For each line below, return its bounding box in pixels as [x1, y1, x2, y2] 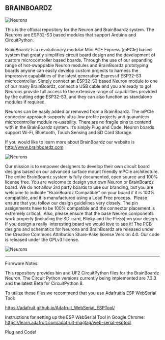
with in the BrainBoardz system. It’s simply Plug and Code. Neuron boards [5, 124, 155, 130]
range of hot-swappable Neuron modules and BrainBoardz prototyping [5, 62, 148, 68]
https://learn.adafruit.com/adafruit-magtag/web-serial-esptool [5, 319, 132, 325]
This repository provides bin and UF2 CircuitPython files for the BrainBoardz [5, 270, 160, 275]
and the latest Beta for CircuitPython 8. [5, 280, 84, 286]
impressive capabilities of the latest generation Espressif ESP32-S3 [5, 72, 141, 78]
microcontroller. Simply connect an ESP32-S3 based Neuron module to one [5, 78, 158, 84]
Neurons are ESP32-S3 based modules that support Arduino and [5, 32, 137, 37]
